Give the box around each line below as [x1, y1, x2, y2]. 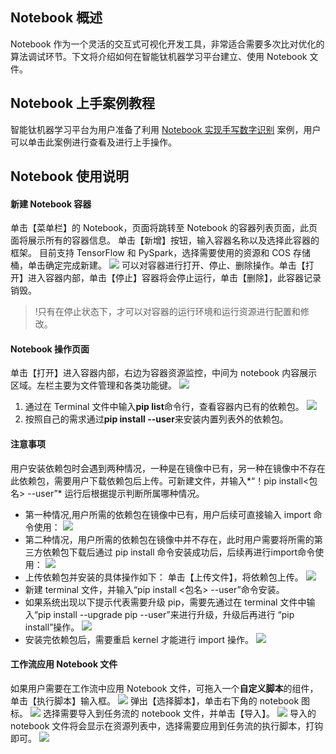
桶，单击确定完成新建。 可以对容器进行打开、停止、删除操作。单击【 [10, 259, 306, 272]
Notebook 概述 [10, 9, 103, 27]
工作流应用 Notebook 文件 [10, 658, 118, 670]
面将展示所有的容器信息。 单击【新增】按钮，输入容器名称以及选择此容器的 [10, 234, 320, 247]
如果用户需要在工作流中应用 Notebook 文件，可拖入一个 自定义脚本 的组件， [10, 682, 319, 694]
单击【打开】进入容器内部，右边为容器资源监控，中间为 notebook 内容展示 [10, 367, 318, 379]
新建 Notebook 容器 [10, 198, 92, 210]
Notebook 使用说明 [10, 168, 130, 185]
